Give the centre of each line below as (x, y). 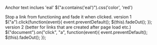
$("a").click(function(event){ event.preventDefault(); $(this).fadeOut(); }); (79, 22)
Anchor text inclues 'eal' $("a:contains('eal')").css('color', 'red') (69, 7)
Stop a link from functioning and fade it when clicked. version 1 (68, 17)
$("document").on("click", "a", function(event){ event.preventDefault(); (76, 32)
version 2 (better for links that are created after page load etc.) (68, 27)
